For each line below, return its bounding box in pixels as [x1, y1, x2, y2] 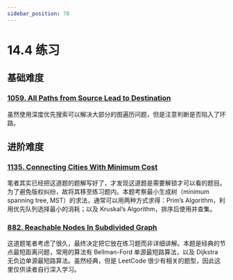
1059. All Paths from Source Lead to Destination [7, 93, 171, 103]
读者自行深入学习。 [25, 265, 80, 274]
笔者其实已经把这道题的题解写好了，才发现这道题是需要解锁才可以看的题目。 [7, 179, 226, 188]
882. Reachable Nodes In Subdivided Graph [7, 223, 157, 233]
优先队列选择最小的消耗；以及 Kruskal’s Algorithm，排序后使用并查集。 [12, 205, 216, 213]
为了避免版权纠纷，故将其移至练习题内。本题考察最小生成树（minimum [7, 188, 210, 196]
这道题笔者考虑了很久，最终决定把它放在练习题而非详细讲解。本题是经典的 [7, 239, 220, 247]
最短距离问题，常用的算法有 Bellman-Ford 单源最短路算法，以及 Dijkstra [12, 248, 218, 256]
